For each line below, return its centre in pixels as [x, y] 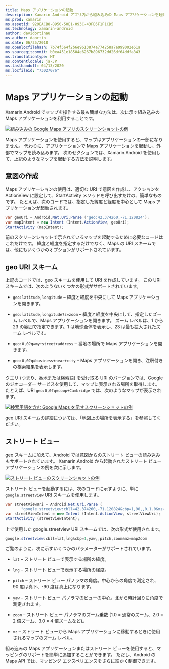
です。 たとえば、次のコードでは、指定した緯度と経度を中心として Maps [80, 201]
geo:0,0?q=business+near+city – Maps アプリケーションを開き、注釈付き [88, 361]
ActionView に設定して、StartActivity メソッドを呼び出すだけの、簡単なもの [83, 195]
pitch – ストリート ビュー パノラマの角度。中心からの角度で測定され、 [86, 581]
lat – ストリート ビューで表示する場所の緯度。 [61, 559]
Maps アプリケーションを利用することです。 [51, 118]
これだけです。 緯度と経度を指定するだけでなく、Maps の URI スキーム [78, 243]
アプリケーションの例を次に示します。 [45, 467]
